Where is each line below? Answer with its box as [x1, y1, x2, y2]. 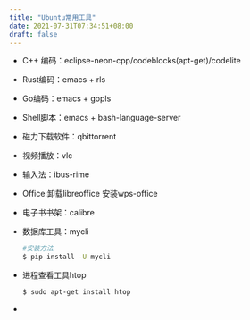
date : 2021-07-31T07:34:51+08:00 [9, 21, 134, 30]
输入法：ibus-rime [21, 169, 90, 180]
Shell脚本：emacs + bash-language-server [21, 113, 181, 123]
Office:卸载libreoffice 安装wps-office [21, 189, 158, 199]
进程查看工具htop [21, 270, 87, 281]
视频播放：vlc [21, 150, 73, 161]
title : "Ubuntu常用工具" [9, 13, 96, 22]
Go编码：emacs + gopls [21, 93, 112, 104]
